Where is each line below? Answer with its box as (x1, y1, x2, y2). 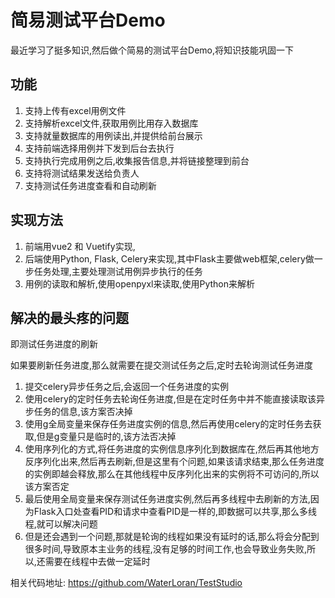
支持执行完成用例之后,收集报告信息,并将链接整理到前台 (24, 154, 250, 166)
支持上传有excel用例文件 (24, 104, 127, 116)
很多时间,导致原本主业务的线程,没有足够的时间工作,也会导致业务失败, (24, 543, 307, 555)
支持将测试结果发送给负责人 (24, 167, 140, 179)
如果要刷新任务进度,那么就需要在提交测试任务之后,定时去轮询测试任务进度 (10, 359, 314, 371)
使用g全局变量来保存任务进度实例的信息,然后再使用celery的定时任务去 (24, 418, 313, 430)
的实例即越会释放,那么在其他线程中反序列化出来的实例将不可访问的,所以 (24, 468, 320, 480)
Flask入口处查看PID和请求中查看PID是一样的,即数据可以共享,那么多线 (33, 506, 318, 518)
